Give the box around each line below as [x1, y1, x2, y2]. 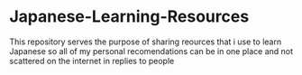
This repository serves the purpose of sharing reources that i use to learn [9, 36, 282, 47]
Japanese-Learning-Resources [9, 6, 250, 27]
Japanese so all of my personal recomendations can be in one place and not [9, 45, 294, 56]
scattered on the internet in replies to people [9, 55, 175, 66]
